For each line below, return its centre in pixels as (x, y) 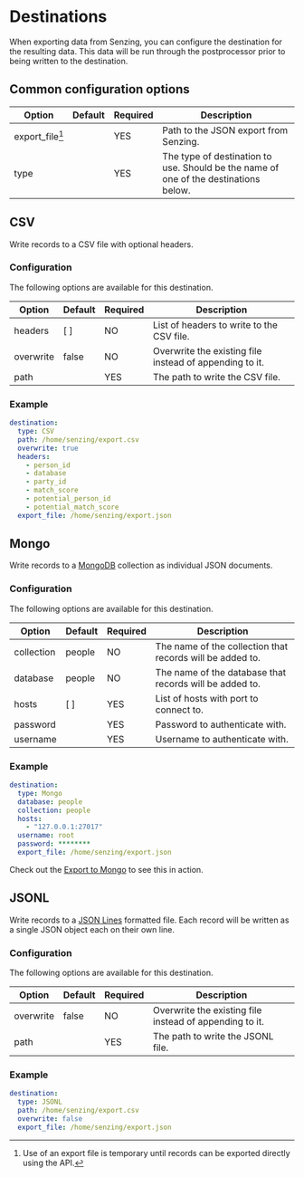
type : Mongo (40, 793)
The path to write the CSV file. (216, 377)
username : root (46, 836)
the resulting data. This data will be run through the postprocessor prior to (147, 51)
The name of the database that (221, 672)
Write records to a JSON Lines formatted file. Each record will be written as (149, 920)
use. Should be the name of (221, 167)
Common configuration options (100, 89)
